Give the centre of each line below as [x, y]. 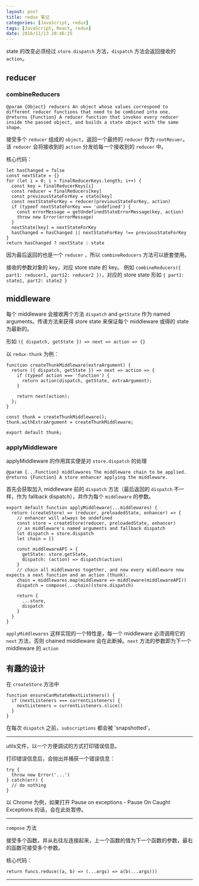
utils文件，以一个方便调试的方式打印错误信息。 [63, 746]
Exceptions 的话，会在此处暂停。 [46, 810]
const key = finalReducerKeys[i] [53, 186]
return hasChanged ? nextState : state [55, 243]
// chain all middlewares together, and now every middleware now [100, 570]
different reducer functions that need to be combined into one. [88, 112]
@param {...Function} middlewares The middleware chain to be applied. [96, 472]
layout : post [22, 12]
